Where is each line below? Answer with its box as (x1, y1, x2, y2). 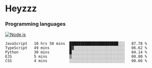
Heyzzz (5, 3, 37, 14)
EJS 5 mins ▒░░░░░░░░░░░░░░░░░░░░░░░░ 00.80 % (5, 54, 148, 59)
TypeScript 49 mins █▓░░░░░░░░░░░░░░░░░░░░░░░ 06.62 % (5, 45, 148, 51)
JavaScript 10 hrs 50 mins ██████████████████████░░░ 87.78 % (5, 41, 148, 46)
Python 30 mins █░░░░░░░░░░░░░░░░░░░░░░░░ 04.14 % (5, 50, 148, 55)
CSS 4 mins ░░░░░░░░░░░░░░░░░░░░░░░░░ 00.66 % (5, 59, 148, 64)
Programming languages (5, 21, 66, 28)
